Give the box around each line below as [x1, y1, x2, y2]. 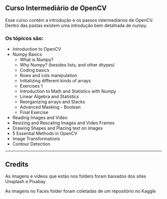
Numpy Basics [12, 52, 42, 58]
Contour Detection [12, 141, 51, 147]
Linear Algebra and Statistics [19, 94, 79, 100]
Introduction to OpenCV [12, 46, 61, 52]
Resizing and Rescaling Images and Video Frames [12, 120, 115, 126]
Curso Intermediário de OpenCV [5, 4, 107, 12]
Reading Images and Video [12, 115, 68, 121]
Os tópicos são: [5, 35, 44, 42]
